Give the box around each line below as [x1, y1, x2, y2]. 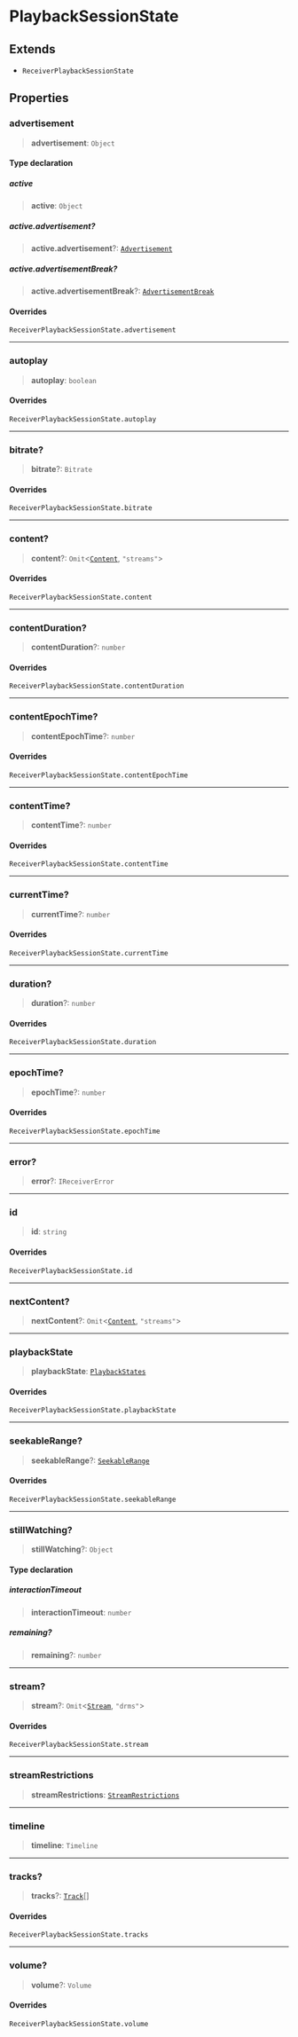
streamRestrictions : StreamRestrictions [30, 1789, 180, 1800]
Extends [9, 42, 56, 57]
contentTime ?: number [30, 820, 113, 830]
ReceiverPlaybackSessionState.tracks [9, 1931, 149, 1939]
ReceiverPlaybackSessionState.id [9, 1266, 133, 1275]
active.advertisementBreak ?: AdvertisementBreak [30, 286, 215, 296]
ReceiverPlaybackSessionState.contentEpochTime [9, 770, 189, 780]
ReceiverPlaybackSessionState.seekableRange [9, 1495, 176, 1504]
